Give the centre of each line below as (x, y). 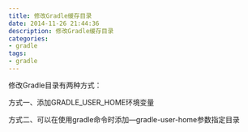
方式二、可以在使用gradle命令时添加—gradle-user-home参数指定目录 (124, 119)
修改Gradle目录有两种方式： (55, 85)
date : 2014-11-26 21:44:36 (54, 23)
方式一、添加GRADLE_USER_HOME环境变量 (81, 102)
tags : (17, 53)
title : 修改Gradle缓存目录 (50, 16)
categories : (28, 38)
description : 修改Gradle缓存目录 (61, 31)
